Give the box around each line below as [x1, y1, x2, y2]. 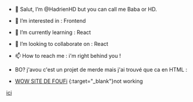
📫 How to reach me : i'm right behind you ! [14, 52, 121, 59]
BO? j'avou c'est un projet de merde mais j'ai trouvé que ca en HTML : [14, 66, 188, 73]
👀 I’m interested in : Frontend [14, 17, 86, 24]
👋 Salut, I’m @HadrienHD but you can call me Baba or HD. [14, 6, 157, 13]
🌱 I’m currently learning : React [14, 29, 91, 36]
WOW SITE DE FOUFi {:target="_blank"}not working [14, 78, 143, 85]
